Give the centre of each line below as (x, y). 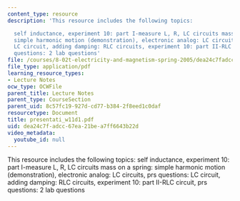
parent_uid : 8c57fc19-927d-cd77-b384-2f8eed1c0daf (84, 107)
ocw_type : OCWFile (35, 86)
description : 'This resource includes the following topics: (100, 21)
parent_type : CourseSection (49, 100)
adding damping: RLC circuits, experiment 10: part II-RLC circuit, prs (107, 182)
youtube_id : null (40, 140)
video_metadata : (31, 133)
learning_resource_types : (46, 73)
